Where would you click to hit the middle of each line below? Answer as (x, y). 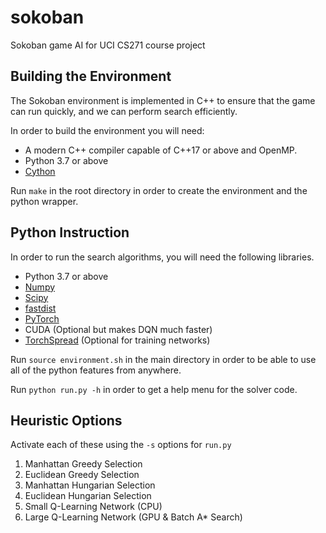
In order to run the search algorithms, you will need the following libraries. (162, 257)
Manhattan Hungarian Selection (90, 485)
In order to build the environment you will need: (107, 130)
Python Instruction (70, 232)
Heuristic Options (66, 420)
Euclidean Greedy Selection (82, 475)
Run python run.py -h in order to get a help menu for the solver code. (154, 389)
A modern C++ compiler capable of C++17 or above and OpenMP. (161, 150)
